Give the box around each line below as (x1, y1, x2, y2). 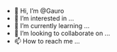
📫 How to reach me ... (13, 37, 80, 45)
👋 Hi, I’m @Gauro (13, 7, 65, 15)
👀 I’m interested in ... (13, 14, 74, 22)
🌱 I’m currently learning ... (13, 22, 90, 30)
